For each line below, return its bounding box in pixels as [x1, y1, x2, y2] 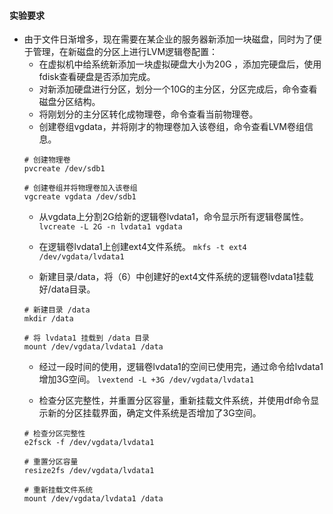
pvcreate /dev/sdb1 [23, 164, 106, 174]
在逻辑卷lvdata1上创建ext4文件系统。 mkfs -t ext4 [38, 241, 247, 253]
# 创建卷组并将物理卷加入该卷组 [23, 183, 138, 194]
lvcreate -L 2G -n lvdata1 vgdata [38, 222, 183, 232]
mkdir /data [23, 314, 74, 324]
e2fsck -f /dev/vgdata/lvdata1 [23, 438, 155, 448]
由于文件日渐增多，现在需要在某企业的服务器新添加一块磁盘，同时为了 [23, 33, 314, 45]
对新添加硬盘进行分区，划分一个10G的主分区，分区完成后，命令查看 [38, 83, 318, 95]
